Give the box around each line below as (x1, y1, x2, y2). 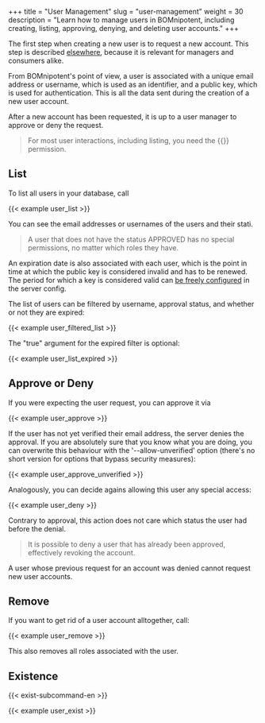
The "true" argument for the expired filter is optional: (8, 338, 180, 348)
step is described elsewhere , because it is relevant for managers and (8, 48, 234, 56)
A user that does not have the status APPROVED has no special (27, 234, 235, 244)
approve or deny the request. (8, 121, 104, 130)
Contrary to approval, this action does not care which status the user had (8, 516, 248, 525)
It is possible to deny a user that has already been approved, (27, 539, 226, 549)
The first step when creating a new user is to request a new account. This (8, 39, 249, 48)
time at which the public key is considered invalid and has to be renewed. (8, 266, 248, 276)
